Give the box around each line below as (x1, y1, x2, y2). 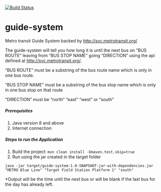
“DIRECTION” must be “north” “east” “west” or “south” (5, 96, 114, 102)
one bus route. (5, 72, 35, 78)
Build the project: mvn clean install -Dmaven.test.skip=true (12, 149, 135, 154)
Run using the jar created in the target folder (12, 154, 101, 160)
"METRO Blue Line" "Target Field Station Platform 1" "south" (5, 168, 134, 172)
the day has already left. (5, 181, 54, 187)
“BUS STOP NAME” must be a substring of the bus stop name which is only (5, 82, 156, 87)
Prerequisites (5, 107, 33, 113)
